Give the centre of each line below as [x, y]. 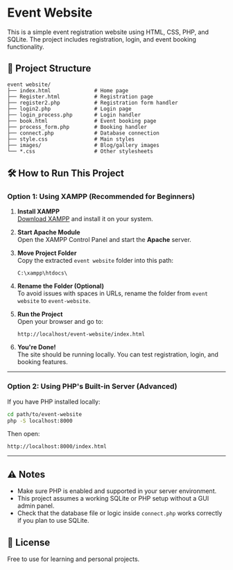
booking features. [42, 362]
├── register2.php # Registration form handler [93, 103]
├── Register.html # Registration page [80, 96]
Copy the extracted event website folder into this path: [95, 261]
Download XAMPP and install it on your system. [85, 219]
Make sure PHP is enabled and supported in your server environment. [117, 491]
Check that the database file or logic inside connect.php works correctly [120, 513]
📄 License [29, 542]
